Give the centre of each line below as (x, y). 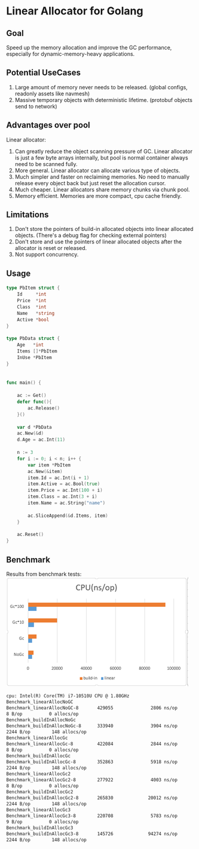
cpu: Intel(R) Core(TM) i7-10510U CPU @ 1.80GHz (68, 696)
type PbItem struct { (33, 288)
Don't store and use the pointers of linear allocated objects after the (98, 242)
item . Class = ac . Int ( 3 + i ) (62, 497)
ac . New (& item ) (45, 471)
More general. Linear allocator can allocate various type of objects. (97, 170)
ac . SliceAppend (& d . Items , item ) (68, 516)
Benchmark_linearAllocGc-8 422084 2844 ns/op (92, 744)
